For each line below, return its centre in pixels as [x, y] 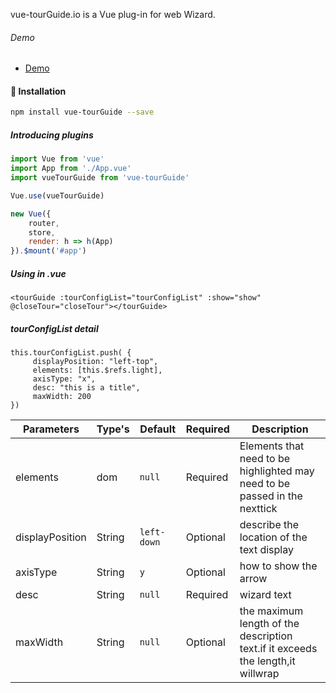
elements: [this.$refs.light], [97, 370]
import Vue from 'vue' [57, 159]
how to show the [278, 566]
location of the [273, 537]
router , [44, 223]
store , [42, 232]
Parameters [51, 429]
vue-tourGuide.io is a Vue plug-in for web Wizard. [113, 14]
